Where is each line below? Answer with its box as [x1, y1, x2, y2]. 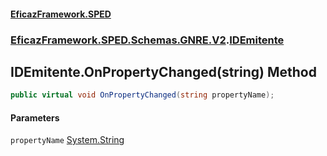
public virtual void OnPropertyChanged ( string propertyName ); [10, 90, 275, 100]
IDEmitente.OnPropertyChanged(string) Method [10, 63, 317, 80]
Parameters [10, 111, 60, 124]
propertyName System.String [10, 134, 125, 146]
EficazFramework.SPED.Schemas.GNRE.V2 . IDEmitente [10, 33, 285, 47]
